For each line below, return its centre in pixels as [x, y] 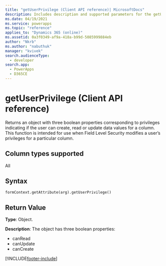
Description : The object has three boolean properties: [60, 229]
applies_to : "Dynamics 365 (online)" [44, 33]
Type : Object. [19, 220]
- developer [22, 60]
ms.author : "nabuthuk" [28, 46]
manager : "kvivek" [24, 51]
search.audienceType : [27, 56]
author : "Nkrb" [21, 42]
